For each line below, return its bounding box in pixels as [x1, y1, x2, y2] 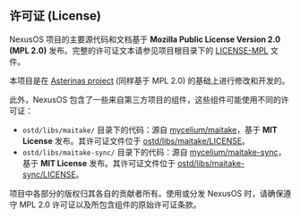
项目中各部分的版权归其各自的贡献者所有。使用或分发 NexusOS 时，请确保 [9, 188, 284, 198]
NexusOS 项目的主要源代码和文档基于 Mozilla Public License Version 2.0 [9, 34, 281, 45]
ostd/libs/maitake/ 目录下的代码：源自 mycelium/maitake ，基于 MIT [21, 124, 278, 135]
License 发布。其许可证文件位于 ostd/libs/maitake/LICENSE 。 [21, 135, 251, 146]
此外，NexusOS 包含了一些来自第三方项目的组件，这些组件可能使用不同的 [9, 94, 282, 105]
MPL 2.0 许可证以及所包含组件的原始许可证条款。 [19, 199, 201, 210]
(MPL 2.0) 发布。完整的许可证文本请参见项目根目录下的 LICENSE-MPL [9, 45, 269, 55]
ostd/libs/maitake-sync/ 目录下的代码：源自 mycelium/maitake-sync [21, 147, 279, 157]
